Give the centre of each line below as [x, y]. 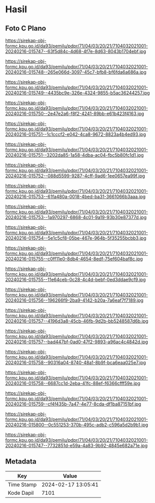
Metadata [21, 461]
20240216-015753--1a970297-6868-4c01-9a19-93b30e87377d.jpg [76, 217]
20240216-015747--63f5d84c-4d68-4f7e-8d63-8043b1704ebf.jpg [76, 51]
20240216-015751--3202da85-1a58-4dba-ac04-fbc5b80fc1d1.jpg [74, 155]
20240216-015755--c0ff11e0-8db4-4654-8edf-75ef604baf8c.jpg [74, 259]
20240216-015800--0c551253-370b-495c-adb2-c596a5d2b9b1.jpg [77, 425]
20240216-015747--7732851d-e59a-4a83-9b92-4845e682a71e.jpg [76, 446]
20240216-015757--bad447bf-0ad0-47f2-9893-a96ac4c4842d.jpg [77, 342]
